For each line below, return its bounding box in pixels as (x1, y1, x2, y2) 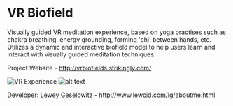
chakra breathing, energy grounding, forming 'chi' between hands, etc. (7, 35, 212, 43)
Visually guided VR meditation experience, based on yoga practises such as (7, 28, 226, 36)
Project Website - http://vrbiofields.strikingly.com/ (7, 63, 152, 72)
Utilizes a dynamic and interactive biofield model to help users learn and (7, 43, 216, 51)
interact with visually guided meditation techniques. (7, 50, 156, 59)
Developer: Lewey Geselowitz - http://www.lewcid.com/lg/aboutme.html (7, 91, 216, 99)
